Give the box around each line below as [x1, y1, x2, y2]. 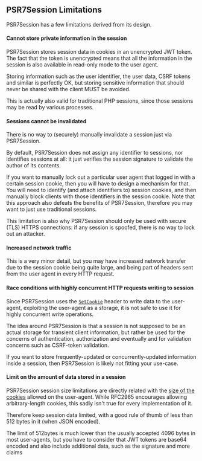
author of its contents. [6, 162, 62, 169]
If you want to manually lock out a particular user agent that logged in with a [6, 173, 195, 181]
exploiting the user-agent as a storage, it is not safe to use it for [23, 304, 181, 311]
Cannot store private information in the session [6, 34, 127, 42]
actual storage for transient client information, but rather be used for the [6, 329, 185, 336]
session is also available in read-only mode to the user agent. [6, 61, 159, 68]
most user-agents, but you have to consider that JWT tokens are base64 [6, 436, 187, 443]
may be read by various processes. [6, 104, 94, 111]
